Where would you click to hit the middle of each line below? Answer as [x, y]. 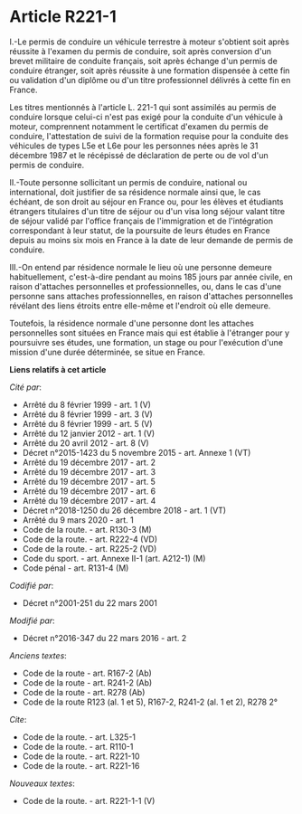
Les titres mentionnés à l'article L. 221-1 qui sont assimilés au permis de [143, 107]
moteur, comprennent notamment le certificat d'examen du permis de [139, 126]
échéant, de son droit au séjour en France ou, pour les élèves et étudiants [146, 202]
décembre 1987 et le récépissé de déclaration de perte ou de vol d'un [139, 155]
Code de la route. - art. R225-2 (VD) [90, 548]
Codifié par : [32, 585]
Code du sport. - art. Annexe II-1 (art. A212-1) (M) [114, 558]
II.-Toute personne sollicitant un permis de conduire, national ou [128, 182]
